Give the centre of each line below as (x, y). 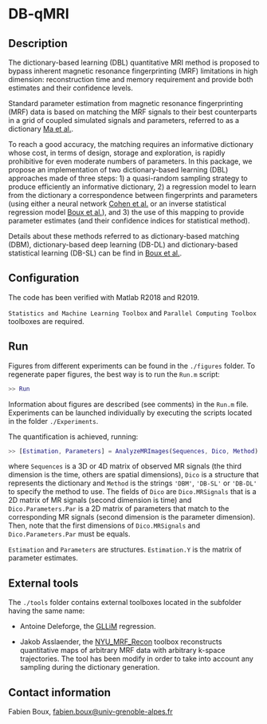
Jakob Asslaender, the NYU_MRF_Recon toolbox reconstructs (121, 642)
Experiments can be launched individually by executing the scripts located (130, 413)
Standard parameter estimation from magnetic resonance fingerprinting (126, 103)
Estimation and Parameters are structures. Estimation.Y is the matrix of (125, 550)
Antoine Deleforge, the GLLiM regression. (88, 627)
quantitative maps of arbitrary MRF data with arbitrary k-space (122, 651)
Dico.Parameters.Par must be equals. (69, 534)
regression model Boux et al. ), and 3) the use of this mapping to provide (126, 212)
